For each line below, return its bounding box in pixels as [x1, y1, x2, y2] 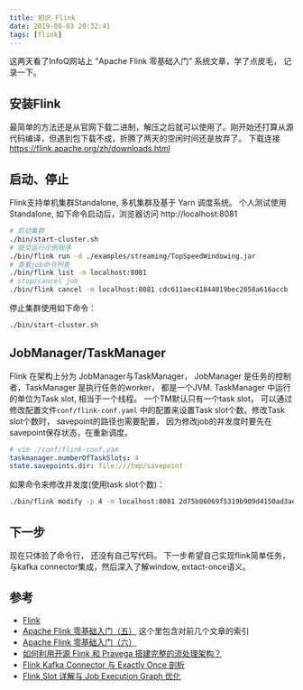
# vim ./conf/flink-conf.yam [9, 445, 119, 454]
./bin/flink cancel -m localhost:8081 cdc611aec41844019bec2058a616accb [9, 285, 289, 294]
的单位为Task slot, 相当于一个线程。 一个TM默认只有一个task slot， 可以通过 [9, 393, 293, 404]
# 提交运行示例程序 [9, 243, 72, 253]
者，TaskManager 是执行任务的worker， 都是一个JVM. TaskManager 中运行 [9, 382, 291, 392]
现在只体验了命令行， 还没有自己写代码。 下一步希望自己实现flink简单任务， [9, 550, 290, 560]
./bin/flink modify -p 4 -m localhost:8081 [9, 497, 176, 506]
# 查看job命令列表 [9, 260, 70, 269]
